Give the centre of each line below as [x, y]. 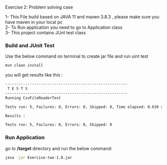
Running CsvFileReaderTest [33, 98]
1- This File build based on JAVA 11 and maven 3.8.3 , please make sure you [83, 17]
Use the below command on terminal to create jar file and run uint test [77, 56]
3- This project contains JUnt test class [45, 33]
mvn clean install [24, 66]
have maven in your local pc [34, 22]
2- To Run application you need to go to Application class [64, 27]
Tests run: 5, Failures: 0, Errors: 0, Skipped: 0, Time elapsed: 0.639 [82, 107]
